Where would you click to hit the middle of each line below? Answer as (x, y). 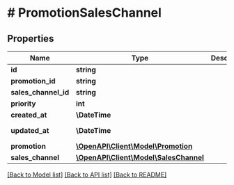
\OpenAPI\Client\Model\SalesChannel (140, 158)
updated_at (30, 130)
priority (23, 104)
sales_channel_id (40, 92)
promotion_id (33, 81)
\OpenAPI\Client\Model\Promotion (134, 146)
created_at (29, 115)
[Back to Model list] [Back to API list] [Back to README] (87, 175)
